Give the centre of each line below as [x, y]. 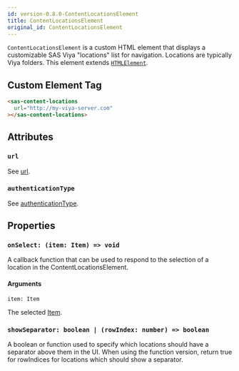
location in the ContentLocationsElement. [68, 268]
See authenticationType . [43, 203]
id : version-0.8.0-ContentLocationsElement [73, 14]
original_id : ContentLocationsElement [65, 27]
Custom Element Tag [55, 85]
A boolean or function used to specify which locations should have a [108, 344]
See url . [19, 171]
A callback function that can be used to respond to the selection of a [108, 260]
